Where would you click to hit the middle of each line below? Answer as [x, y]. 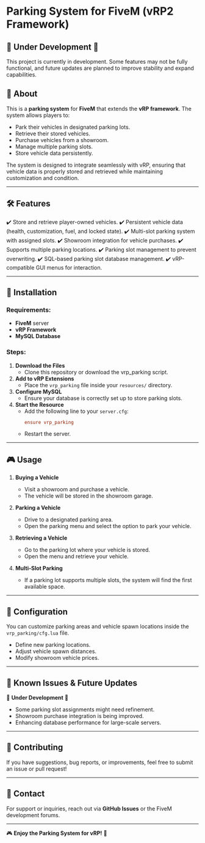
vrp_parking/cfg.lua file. [38, 633]
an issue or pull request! [37, 769]
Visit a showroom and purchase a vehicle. [77, 490]
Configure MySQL [38, 391]
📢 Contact [26, 794]
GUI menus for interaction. [69, 267]
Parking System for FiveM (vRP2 [90, 11]
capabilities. [21, 74]
